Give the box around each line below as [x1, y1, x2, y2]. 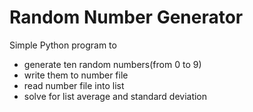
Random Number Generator [9, 6, 244, 29]
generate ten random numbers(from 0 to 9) [23, 58, 202, 70]
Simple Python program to [9, 39, 117, 51]
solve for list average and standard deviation [23, 90, 208, 102]
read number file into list [23, 79, 125, 91]
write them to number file [23, 69, 129, 81]
